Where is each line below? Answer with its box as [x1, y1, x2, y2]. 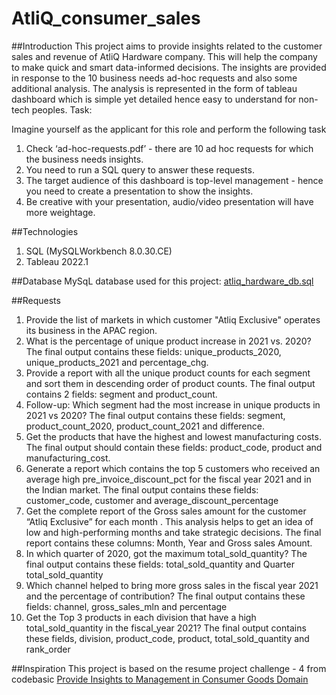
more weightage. [25, 206, 96, 218]
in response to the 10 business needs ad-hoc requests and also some [11, 72, 298, 84]
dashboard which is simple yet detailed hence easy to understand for [11, 93, 297, 105]
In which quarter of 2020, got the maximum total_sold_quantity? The [25, 547, 308, 559]
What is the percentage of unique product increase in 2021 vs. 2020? [25, 335, 312, 347]
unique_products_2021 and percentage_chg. [25, 356, 209, 368]
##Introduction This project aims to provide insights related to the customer [11, 40, 323, 52]
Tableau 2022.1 [25, 255, 89, 267]
